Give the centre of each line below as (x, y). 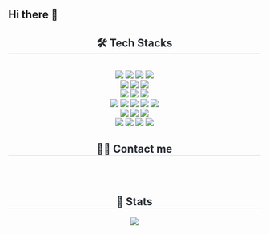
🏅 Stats (134, 202)
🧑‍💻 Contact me (134, 149)
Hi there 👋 (33, 15)
